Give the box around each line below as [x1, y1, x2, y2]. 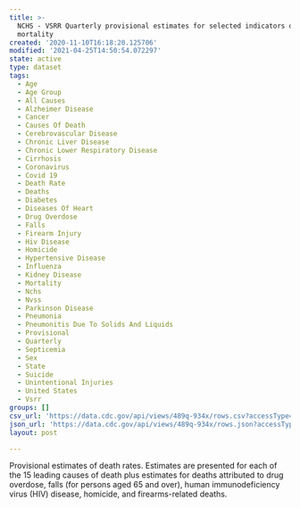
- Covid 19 [17, 171, 58, 179]
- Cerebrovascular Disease [17, 129, 118, 138]
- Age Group [17, 87, 62, 96]
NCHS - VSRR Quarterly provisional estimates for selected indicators [17, 21, 286, 30]
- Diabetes [17, 196, 58, 205]
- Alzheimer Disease [17, 104, 94, 113]
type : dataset [9, 63, 62, 72]
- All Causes [17, 96, 66, 105]
